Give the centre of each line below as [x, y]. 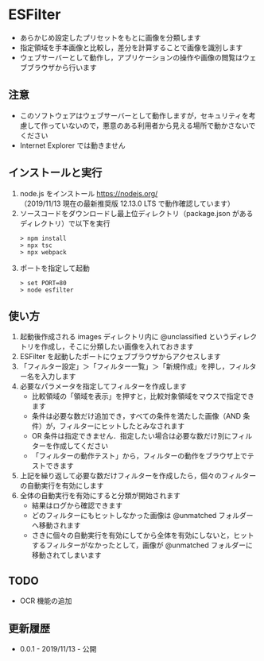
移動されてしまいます [66, 555]
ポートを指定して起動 [54, 268]
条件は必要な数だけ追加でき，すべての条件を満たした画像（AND [136, 416]
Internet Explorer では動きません [72, 145]
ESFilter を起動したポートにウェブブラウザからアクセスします [120, 357]
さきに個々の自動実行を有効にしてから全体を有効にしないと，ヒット [143, 535]
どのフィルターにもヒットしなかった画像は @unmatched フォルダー [142, 516]
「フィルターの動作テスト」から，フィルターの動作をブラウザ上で [140, 456]
